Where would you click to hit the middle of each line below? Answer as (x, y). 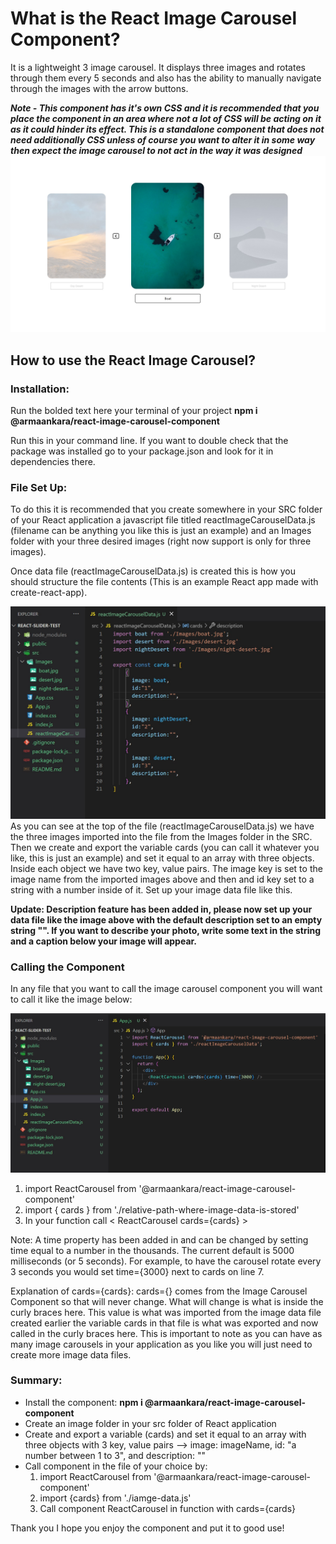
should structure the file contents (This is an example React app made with (164, 582)
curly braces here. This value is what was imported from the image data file (166, 1312)
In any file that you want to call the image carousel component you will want (166, 989)
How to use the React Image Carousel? (133, 360)
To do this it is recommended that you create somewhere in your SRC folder (166, 509)
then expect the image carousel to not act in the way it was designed (156, 150)
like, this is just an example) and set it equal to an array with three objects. (162, 858)
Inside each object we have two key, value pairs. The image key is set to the (166, 869)
